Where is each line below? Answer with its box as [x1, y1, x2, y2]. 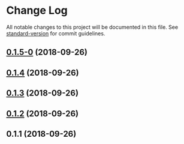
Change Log [6, 4, 68, 17]
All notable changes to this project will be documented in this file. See [6, 23, 179, 31]
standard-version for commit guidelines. [6, 29, 105, 37]
